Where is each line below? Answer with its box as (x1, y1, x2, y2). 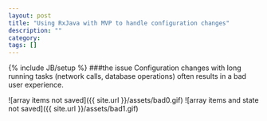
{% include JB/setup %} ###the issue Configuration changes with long (8, 63, 241, 72)
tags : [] (8, 41, 37, 49)
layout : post (8, 11, 52, 20)
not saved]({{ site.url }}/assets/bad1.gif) (8, 104, 139, 114)
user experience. (8, 80, 64, 90)
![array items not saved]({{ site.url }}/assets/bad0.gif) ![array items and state (8, 96, 259, 105)
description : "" (8, 26, 62, 34)
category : (8, 33, 41, 42)
